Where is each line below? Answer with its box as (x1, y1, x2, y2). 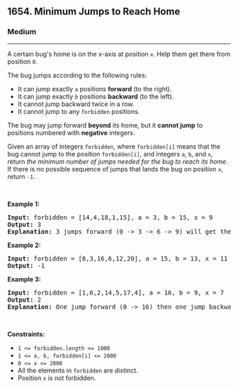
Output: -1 (7, 261, 45, 270)
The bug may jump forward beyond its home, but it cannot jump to (7, 120, 203, 130)
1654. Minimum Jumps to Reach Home (7, 6, 181, 18)
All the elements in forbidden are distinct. (17, 366, 138, 375)
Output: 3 (7, 220, 41, 229)
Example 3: (7, 275, 41, 283)
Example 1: (7, 200, 40, 208)
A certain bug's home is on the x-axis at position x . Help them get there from (7, 50, 231, 58)
